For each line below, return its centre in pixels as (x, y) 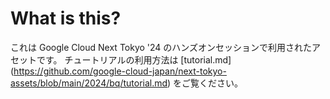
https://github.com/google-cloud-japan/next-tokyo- (120, 71)
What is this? (66, 18)
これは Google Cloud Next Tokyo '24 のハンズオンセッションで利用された (161, 47)
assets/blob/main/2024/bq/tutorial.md (89, 83)
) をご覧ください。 (205, 83)
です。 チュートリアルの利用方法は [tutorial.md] (134, 59)
